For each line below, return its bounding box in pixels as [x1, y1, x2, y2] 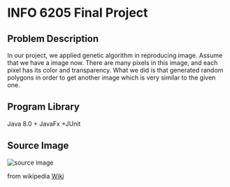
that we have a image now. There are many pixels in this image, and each [7, 59, 218, 67]
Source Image [7, 140, 69, 151]
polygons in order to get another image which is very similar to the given [7, 73, 216, 82]
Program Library [7, 101, 80, 113]
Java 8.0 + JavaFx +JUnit [7, 119, 81, 128]
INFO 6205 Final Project [7, 5, 148, 21]
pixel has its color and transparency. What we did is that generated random [7, 66, 224, 74]
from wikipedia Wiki [7, 172, 64, 180]
